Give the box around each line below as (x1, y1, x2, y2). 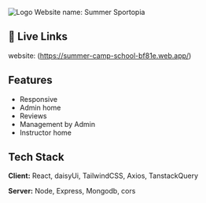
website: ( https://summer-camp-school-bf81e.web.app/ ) (8, 51, 192, 60)
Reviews (19, 111, 47, 121)
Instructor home (19, 128, 72, 137)
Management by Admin (19, 119, 96, 129)
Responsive (19, 94, 57, 103)
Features (8, 74, 53, 87)
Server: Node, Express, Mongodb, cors (8, 187, 136, 196)
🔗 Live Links (8, 30, 68, 43)
